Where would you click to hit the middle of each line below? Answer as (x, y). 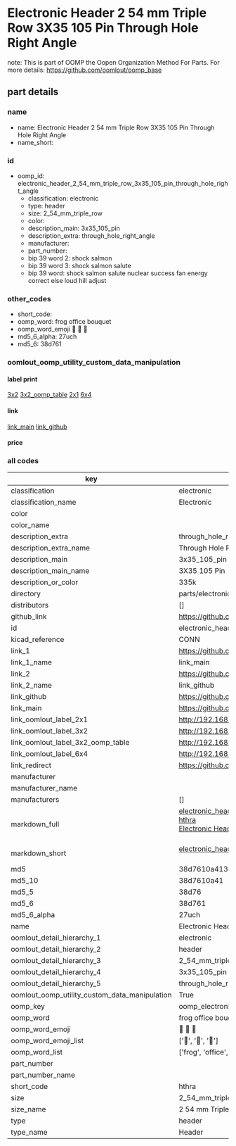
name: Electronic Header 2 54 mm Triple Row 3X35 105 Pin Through (116, 127)
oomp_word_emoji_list (47, 1041)
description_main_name (50, 571)
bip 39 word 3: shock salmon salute (79, 265)
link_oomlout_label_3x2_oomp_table (70, 743)
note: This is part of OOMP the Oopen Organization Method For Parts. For (113, 62)
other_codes (29, 298)
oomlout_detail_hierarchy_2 (56, 950)
